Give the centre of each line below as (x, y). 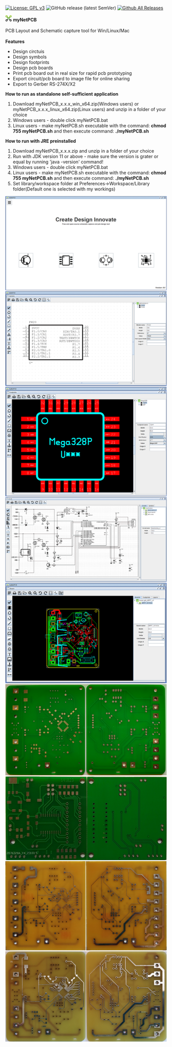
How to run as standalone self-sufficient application (62, 94)
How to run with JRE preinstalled (41, 141)
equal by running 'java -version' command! (58, 162)
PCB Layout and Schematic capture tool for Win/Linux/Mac (67, 30)
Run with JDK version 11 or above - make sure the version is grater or (85, 156)
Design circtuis (28, 51)
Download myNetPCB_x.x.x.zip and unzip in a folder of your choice (83, 151)
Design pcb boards (33, 68)
